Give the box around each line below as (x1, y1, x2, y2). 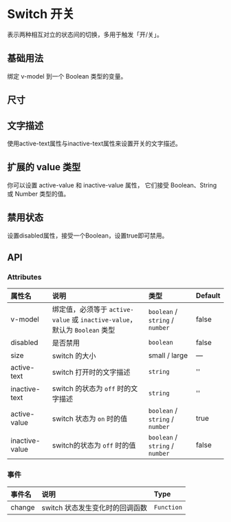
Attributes (7, 272, 42, 282)
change (10, 502, 36, 512)
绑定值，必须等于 (52, 304, 108, 314)
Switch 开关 (7, 6, 75, 22)
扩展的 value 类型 (7, 161, 81, 173)
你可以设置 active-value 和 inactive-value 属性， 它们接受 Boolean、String (7, 180, 217, 189)
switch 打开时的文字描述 (52, 368, 131, 377)
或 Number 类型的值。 (7, 189, 70, 198)
